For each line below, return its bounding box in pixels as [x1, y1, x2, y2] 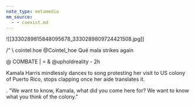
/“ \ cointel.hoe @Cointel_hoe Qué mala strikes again [6, 47, 134, 54]
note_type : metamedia [6, 8, 59, 15]
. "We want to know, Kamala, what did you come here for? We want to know [6, 87, 189, 94]
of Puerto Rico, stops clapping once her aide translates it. [6, 76, 145, 83]
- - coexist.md [11, 19, 49, 25]
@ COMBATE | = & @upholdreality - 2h [6, 58, 100, 65]
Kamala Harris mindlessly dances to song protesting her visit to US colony [6, 70, 186, 77]
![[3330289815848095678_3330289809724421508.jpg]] [6, 36, 144, 43]
